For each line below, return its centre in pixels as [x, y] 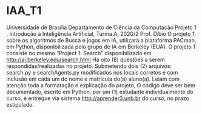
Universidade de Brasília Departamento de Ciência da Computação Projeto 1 [101, 27]
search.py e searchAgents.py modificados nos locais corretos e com [92, 72]
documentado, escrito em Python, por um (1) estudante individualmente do [100, 92]
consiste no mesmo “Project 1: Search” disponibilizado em [79, 53]
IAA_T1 [24, 11]
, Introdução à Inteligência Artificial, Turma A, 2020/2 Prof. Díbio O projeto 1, [101, 33]
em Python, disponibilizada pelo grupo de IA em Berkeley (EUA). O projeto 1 [101, 47]
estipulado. [20, 104]
